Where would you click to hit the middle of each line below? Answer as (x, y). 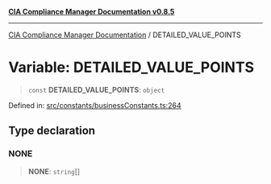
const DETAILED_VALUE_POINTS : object (96, 90)
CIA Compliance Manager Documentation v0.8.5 (92, 12)
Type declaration (52, 131)
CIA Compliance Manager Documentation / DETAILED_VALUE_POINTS (125, 35)
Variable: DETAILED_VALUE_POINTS (131, 67)
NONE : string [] (54, 171)
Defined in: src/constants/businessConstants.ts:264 (95, 105)
